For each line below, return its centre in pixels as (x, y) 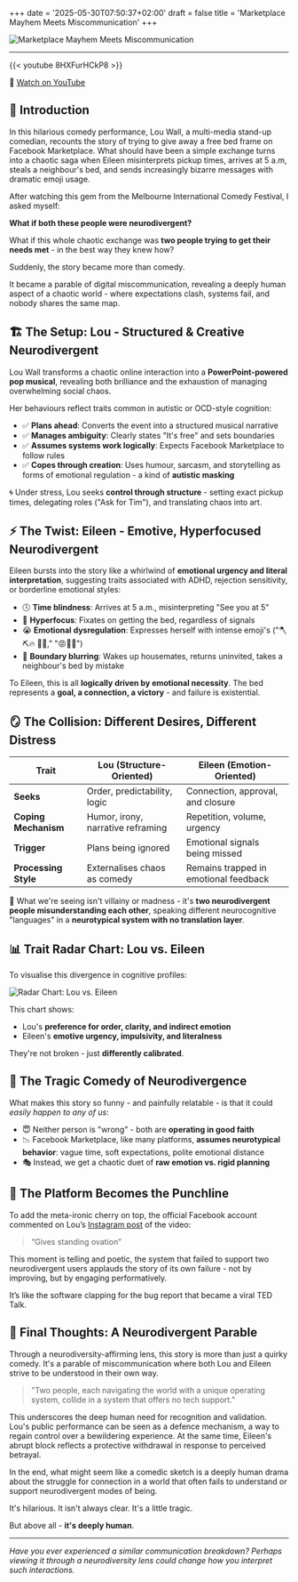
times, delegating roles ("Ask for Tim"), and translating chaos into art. (136, 502)
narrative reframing (127, 828)
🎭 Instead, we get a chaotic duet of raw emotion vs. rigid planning (146, 1162)
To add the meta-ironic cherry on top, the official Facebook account (133, 1215)
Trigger (30, 848)
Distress (33, 740)
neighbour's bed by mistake (73, 666)
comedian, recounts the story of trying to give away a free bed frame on (141, 141)
